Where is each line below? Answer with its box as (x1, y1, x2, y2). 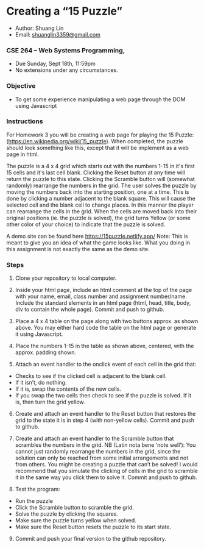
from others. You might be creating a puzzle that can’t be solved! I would (15, 461, 198, 468)
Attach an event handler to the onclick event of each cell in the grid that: (15, 361, 197, 368)
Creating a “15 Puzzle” (6, 4, 123, 18)
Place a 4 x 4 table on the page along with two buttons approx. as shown (15, 318, 199, 325)
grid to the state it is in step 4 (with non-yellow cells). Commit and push (15, 416, 195, 424)
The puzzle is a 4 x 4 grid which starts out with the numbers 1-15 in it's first (6, 162, 195, 169)
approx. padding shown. (15, 349, 77, 356)
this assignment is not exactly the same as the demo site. (6, 245, 150, 252)
